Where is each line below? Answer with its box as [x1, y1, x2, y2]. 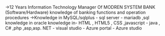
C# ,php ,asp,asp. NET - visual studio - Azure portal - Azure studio [5, 25, 142, 31]
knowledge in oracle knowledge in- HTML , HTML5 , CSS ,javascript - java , [5, 20, 161, 26]
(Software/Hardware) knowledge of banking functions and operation [5, 9, 146, 15]
